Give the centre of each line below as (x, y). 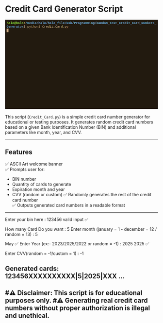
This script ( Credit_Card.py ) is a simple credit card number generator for (78, 117)
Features (19, 152)
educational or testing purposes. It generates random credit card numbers (79, 122)
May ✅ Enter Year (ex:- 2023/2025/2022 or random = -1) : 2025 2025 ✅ (77, 243)
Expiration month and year (38, 189)
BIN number (24, 179)
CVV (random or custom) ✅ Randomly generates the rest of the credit (82, 194)
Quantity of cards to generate (41, 184)
